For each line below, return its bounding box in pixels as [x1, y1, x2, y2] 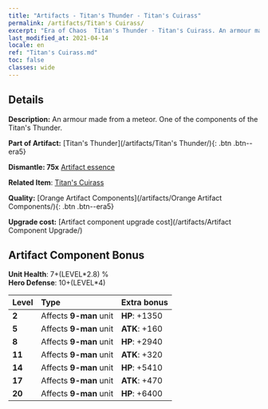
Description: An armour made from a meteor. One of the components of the [8, 114, 258, 124]
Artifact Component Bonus [8, 248, 145, 262]
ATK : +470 [120, 376, 164, 387]
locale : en [8, 41, 45, 49]
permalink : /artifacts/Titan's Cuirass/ [8, 19, 145, 27]
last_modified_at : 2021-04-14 [8, 33, 109, 42]
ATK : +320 [120, 349, 164, 360]
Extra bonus [120, 297, 169, 308]
